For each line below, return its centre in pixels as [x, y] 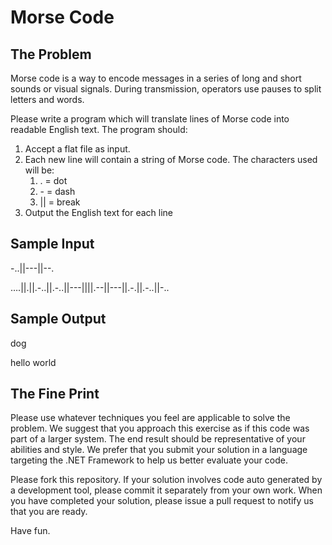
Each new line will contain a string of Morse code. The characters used [171, 159]
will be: [39, 170]
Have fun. [30, 531]
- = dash [57, 191]
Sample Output [58, 319]
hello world [33, 362]
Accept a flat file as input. [77, 149]
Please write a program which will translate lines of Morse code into [150, 119]
